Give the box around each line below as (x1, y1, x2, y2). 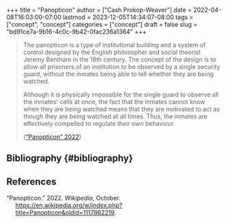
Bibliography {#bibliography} (6, 153, 134, 164)
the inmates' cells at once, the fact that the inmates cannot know (23, 98, 205, 105)
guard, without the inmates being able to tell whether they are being (23, 70, 214, 78)
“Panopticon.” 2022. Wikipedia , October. (6, 194, 121, 202)
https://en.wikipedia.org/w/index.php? (15, 201, 123, 209)
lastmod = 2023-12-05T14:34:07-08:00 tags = (63, 13, 194, 21)
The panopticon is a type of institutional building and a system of (23, 41, 206, 49)
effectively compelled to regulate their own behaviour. (23, 120, 175, 127)
